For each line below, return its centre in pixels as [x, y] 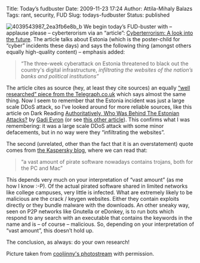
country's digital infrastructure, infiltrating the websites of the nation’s [107, 70]
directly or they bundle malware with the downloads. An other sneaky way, [98, 205]
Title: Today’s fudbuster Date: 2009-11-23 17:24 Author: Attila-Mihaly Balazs [99, 9]
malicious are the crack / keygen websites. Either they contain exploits [93, 199]
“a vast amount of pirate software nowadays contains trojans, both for [107, 162]
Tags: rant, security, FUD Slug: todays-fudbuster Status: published [88, 15]
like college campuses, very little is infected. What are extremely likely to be [99, 192]
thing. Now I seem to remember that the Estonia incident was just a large [96, 100]
